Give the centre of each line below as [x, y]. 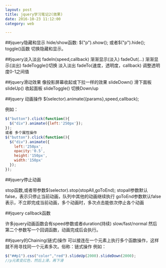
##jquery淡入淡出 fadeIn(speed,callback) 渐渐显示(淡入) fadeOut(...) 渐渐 [80, 59]
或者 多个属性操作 [21, 133]
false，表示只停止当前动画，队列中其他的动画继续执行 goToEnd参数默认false [83, 196]
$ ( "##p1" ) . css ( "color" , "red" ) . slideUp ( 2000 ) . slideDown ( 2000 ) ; [71, 256]
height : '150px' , [31, 156]
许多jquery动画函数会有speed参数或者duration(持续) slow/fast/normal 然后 [81, 223]
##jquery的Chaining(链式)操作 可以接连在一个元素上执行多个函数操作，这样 [82, 240]
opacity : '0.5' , [30, 151]
